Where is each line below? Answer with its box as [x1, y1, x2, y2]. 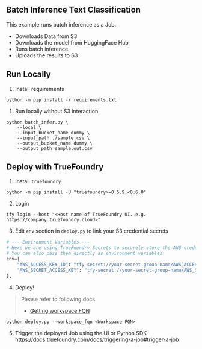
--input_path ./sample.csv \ [17, 135, 90, 141]
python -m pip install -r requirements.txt [6, 96, 117, 103]
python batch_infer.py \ [6, 119, 69, 125]
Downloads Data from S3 [14, 33, 78, 40]
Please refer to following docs [20, 295, 95, 303]
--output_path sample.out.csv [17, 145, 93, 151]
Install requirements [14, 85, 64, 92]
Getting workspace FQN [29, 307, 90, 314]
